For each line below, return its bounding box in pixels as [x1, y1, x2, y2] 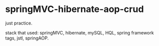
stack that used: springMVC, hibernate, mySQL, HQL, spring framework [5, 29, 154, 35]
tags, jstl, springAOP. [5, 35, 49, 41]
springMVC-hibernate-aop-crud [5, 3, 144, 15]
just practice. [5, 20, 33, 26]
